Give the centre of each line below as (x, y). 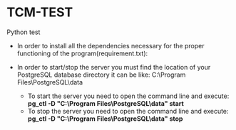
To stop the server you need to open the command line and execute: (128, 111)
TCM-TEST (40, 12)
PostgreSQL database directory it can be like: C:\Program (101, 75)
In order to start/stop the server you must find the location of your (114, 67)
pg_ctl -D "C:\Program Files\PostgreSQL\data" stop (105, 119)
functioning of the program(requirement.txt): (82, 53)
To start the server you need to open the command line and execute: (128, 96)
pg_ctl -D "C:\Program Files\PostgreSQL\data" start (106, 103)
